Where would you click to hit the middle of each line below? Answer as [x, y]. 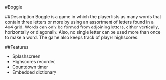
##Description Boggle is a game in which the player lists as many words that [83, 16]
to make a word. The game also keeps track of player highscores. [72, 37]
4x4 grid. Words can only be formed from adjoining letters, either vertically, [82, 27]
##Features [17, 47]
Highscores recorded [34, 62]
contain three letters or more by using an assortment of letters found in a [79, 22]
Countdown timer [30, 67]
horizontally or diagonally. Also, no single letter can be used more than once [83, 32]
